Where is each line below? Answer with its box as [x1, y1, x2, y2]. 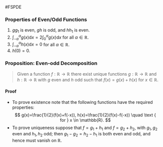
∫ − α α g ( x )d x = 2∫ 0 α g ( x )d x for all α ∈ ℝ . [12, 33, 89, 41]
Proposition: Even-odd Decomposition [5, 60, 98, 66]
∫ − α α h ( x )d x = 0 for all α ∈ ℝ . [12, 41, 70, 48]
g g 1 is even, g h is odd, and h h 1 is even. [12, 27, 90, 34]
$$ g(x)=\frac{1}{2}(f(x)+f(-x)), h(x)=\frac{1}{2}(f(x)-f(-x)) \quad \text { [14, 112, 156, 118]
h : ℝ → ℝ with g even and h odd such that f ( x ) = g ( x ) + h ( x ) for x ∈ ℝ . [17, 77, 159, 83]
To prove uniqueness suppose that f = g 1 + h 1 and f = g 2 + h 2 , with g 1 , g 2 [12, 125, 158, 131]
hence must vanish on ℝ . [12, 138, 62, 144]
